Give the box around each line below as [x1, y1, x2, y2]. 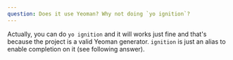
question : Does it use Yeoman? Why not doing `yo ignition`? [7, 10, 191, 18]
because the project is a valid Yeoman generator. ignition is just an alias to [7, 37, 227, 46]
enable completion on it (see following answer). [7, 44, 146, 53]
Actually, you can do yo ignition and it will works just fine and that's [7, 30, 207, 38]
